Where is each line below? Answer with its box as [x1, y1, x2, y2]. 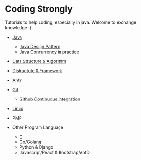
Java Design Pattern [19, 43, 60, 49]
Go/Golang [19, 139, 41, 145]
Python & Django [19, 144, 54, 150]
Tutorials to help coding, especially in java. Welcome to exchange [5, 20, 137, 25]
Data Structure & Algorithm [12, 58, 67, 64]
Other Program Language [12, 124, 63, 130]
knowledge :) [5, 24, 32, 30]
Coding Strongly [5, 3, 73, 15]
